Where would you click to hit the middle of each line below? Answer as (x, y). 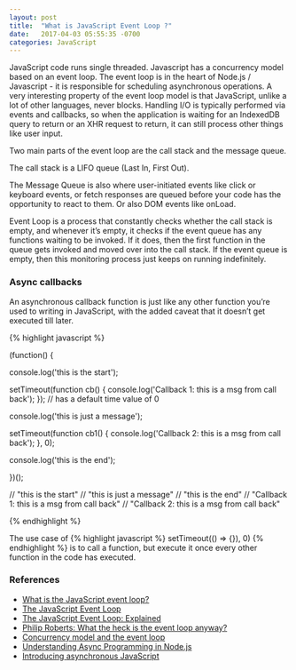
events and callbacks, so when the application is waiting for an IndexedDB (145, 115)
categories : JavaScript (53, 42)
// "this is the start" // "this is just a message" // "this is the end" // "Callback (148, 494)
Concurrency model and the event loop (93, 637)
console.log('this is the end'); (62, 459)
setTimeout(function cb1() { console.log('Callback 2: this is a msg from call (145, 433)
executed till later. (41, 320)
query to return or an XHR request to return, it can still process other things (146, 124)
